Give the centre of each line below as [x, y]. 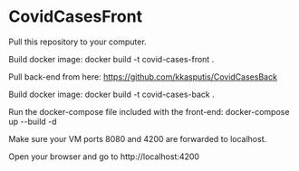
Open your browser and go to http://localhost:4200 [104, 157]
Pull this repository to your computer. [77, 42]
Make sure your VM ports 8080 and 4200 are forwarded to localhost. [138, 138]
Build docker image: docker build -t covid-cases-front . [111, 59]
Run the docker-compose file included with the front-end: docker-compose [149, 111]
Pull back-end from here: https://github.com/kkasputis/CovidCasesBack [143, 76]
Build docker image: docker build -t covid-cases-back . [111, 94]
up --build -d [33, 121]
